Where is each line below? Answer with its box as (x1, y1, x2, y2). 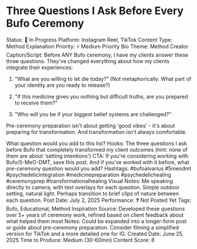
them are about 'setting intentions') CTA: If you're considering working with (6, 152, 189, 159)
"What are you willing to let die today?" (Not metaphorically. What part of (14, 75, 192, 82)
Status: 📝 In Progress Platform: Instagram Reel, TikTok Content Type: (6, 36, 172, 43)
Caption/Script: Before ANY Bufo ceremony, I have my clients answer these (6, 51, 189, 58)
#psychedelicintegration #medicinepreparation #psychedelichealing (6, 171, 172, 178)
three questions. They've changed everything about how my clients (6, 57, 169, 64)
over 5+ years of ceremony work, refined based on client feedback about (6, 211, 184, 218)
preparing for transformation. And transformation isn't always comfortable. (6, 128, 187, 135)
